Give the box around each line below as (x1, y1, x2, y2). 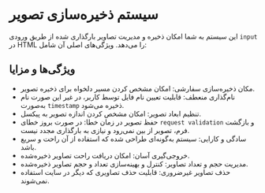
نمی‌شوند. (20, 176, 50, 185)
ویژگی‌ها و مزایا (9, 63, 76, 76)
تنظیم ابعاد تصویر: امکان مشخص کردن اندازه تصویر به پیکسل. (20, 109, 202, 118)
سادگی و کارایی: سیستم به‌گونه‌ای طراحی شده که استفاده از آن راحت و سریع (20, 134, 247, 143)
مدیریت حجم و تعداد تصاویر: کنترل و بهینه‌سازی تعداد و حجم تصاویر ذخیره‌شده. (20, 159, 248, 169)
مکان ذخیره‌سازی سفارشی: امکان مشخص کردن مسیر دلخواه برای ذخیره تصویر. (20, 84, 256, 93)
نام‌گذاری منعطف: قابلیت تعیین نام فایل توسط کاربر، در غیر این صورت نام (20, 92, 236, 102)
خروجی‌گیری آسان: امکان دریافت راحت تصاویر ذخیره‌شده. (20, 150, 190, 160)
